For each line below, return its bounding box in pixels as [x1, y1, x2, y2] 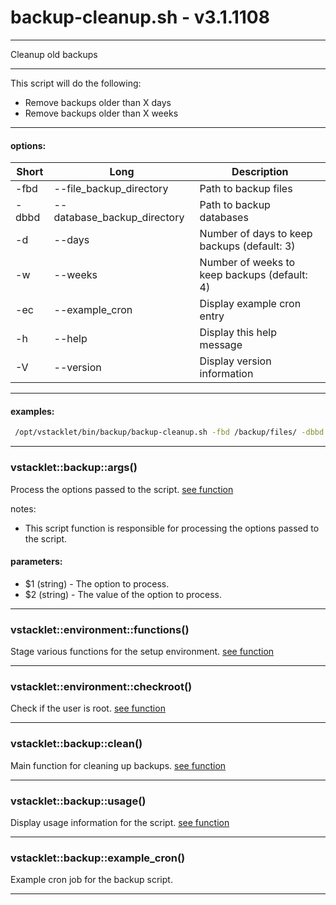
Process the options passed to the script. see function [10, 483, 234, 495]
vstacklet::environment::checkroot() [10, 679, 193, 693]
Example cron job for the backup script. [10, 874, 173, 886]
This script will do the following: [10, 77, 142, 89]
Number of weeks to [199, 256, 296, 270]
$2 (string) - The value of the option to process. [24, 588, 223, 600]
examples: [10, 405, 55, 417]
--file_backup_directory [53, 182, 169, 196]
